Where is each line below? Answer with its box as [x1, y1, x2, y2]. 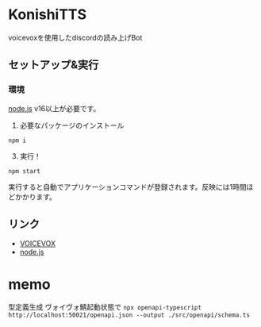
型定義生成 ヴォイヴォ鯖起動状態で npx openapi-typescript [8, 302, 202, 312]
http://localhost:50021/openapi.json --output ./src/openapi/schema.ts [8, 311, 250, 319]
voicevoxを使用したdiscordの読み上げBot [8, 33, 143, 42]
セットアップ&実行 [8, 58, 99, 72]
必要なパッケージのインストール [19, 121, 125, 130]
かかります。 [14, 192, 57, 202]
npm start [8, 167, 41, 175]
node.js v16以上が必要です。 [8, 103, 101, 113]
